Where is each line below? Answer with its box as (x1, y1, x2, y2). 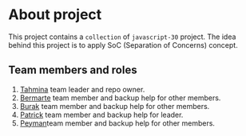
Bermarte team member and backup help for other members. (19, 93, 221, 103)
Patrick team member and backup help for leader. (19, 110, 184, 119)
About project (8, 6, 102, 24)
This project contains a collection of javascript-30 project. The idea (8, 32, 236, 41)
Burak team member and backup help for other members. (19, 101, 210, 111)
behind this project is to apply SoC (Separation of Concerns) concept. (8, 40, 238, 49)
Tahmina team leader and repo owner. (19, 84, 145, 94)
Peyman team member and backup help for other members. (19, 118, 216, 128)
